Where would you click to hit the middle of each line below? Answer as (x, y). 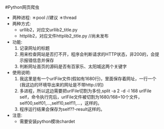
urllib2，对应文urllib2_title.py (48, 30)
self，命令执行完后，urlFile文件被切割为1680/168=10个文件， (81, 97)
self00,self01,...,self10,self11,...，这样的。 (60, 103)
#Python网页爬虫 (22, 7)
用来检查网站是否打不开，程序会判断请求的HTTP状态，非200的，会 (87, 54)
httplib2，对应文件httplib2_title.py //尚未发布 (64, 36)
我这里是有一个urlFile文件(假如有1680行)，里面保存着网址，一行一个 (88, 79)
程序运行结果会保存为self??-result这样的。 (62, 109)
